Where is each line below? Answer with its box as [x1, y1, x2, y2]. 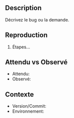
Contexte [5, 90, 34, 98]
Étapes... [12, 44, 30, 50]
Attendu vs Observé [5, 58, 68, 66]
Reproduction [5, 31, 48, 39]
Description [5, 4, 42, 12]
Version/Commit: [12, 103, 47, 109]
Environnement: [12, 108, 44, 114]
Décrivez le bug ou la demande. [5, 17, 70, 22]
